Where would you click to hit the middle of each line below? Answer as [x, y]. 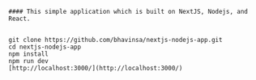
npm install [28, 54]
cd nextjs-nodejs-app [45, 47]
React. [19, 19]
